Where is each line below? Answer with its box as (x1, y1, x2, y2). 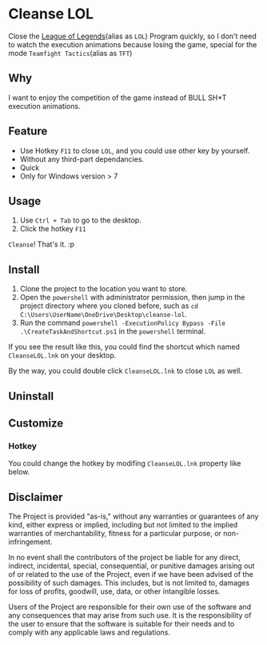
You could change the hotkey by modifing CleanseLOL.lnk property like (8, 459, 241, 468)
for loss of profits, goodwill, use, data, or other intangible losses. (8, 587, 221, 596)
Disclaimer (8, 490, 63, 504)
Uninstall (8, 389, 54, 403)
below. (8, 467, 30, 477)
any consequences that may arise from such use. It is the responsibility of (8, 611, 252, 620)
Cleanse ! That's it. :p (8, 239, 74, 249)
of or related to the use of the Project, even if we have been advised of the (8, 570, 253, 579)
